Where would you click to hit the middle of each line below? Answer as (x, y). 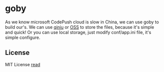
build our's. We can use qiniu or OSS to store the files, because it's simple (80, 27)
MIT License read (23, 64)
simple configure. (23, 37)
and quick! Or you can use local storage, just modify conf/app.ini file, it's (78, 32)
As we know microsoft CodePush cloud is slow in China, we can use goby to (82, 22)
